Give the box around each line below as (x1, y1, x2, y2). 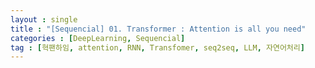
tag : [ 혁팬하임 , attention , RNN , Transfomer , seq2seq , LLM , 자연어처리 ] (10, 42, 305, 53)
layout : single (10, 14, 78, 25)
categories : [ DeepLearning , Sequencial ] (10, 33, 186, 43)
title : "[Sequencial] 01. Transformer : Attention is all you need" (10, 24, 307, 34)
